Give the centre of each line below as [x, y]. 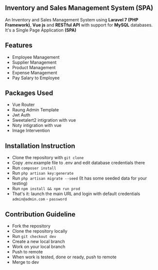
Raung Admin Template [35, 110]
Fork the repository [31, 226]
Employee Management [36, 57]
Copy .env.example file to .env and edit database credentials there [78, 163]
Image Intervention [31, 130]
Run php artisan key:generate [43, 173]
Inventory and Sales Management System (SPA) [79, 8]
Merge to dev [26, 262]
